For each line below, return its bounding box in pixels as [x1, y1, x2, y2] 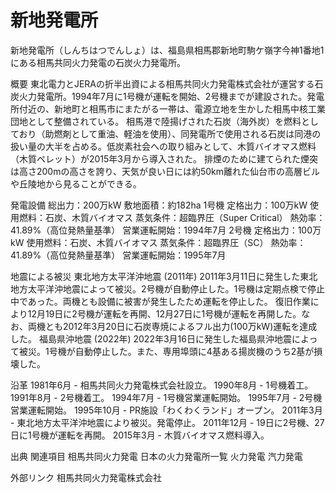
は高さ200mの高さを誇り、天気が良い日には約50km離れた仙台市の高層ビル [10, 165, 320, 177]
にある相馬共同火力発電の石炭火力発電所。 [10, 56, 186, 68]
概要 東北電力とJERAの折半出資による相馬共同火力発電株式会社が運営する [10, 77, 315, 90]
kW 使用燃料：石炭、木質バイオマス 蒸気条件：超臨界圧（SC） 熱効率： [10, 236, 307, 248]
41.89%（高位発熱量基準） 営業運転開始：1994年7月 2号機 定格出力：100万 [10, 224, 322, 236]
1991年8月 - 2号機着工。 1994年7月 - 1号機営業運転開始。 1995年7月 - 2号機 [10, 391, 323, 403]
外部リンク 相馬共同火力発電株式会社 [10, 471, 162, 483]
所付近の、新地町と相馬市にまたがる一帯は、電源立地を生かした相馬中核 [10, 102, 308, 115]
